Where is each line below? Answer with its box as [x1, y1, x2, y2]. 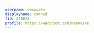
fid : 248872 [5, 16, 30, 21]
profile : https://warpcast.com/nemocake [5, 20, 90, 26]
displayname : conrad [5, 12, 48, 16]
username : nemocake [5, 7, 45, 12]
